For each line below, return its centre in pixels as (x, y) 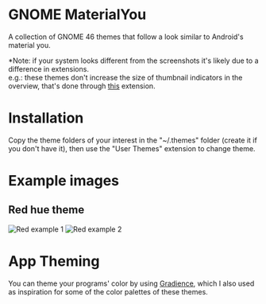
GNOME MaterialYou (77, 15)
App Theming (54, 261)
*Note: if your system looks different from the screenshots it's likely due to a (133, 60)
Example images (64, 181)
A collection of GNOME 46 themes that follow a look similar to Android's (126, 37)
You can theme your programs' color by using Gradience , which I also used (131, 283)
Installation (46, 118)
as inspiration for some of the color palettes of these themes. (108, 291)
